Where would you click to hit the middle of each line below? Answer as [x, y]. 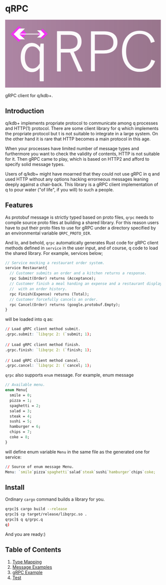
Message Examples [32, 567]
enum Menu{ [16, 390]
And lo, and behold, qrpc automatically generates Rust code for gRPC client [82, 242]
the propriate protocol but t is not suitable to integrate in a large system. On [82, 133]
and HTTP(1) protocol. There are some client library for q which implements [82, 128]
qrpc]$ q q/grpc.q [24, 520]
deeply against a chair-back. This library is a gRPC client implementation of [82, 184]
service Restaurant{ [26, 268]
